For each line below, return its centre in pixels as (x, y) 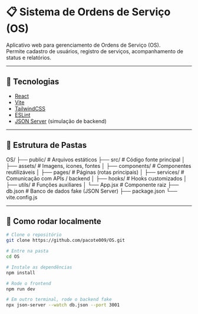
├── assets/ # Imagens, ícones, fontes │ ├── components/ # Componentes (99, 166)
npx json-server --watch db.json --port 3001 (63, 305)
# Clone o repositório (34, 235)
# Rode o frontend (29, 283)
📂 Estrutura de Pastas (47, 145)
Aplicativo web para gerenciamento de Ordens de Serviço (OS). (83, 45)
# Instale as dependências (39, 267)
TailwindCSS (30, 108)
